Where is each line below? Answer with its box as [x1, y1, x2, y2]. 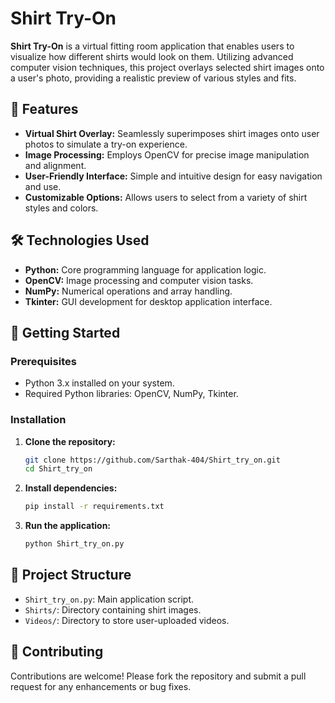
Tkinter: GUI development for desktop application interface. [24, 295, 273, 307]
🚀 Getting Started [10, 324, 121, 341]
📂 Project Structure [10, 567, 132, 584]
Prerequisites [10, 354, 77, 368]
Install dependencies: [24, 482, 118, 494]
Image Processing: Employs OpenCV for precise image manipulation [24, 148, 310, 161]
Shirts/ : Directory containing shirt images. [24, 603, 202, 616]
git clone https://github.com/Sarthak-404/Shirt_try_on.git [24, 455, 281, 465]
